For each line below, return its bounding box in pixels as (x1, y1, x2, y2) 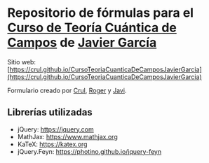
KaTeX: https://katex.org (17, 140, 88, 148)
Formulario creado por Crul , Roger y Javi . (7, 86, 127, 94)
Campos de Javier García (7, 35, 157, 50)
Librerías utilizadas (7, 106, 93, 118)
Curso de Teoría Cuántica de (7, 20, 177, 36)
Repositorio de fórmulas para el (7, 5, 194, 21)
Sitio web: (7, 57, 36, 66)
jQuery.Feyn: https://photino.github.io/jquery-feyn (17, 147, 162, 155)
